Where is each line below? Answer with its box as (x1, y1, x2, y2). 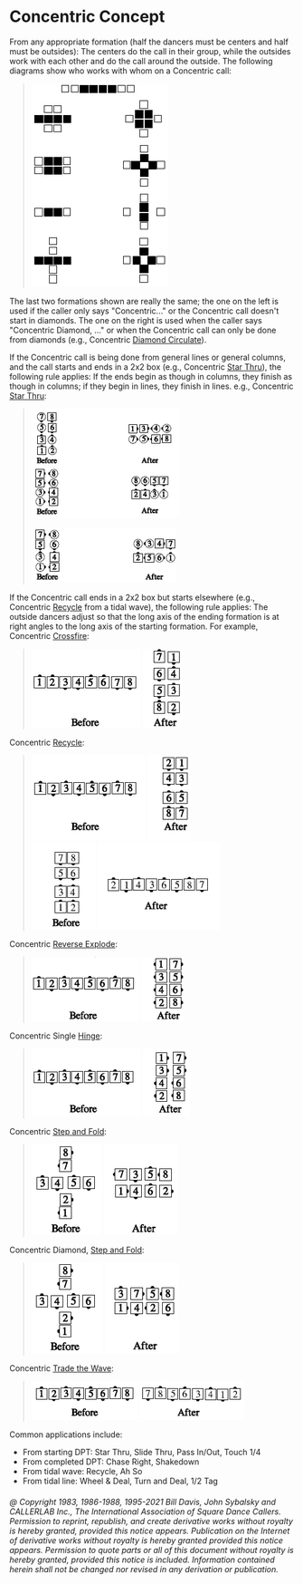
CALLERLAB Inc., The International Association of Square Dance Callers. (9, 1506, 282, 1517)
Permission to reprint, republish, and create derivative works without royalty (9, 1515, 294, 1526)
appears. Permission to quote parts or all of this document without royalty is (9, 1544, 294, 1555)
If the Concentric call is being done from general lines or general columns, (9, 352, 287, 362)
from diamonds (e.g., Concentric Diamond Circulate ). (9, 333, 207, 345)
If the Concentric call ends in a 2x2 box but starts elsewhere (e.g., (9, 592, 256, 603)
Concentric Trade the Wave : (9, 1362, 115, 1374)
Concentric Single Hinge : (9, 1030, 103, 1041)
